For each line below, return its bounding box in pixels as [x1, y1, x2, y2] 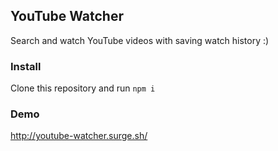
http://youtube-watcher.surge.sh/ [10, 130, 148, 142]
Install [10, 59, 42, 73]
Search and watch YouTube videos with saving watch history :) [10, 34, 270, 46]
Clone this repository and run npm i [10, 82, 156, 94]
